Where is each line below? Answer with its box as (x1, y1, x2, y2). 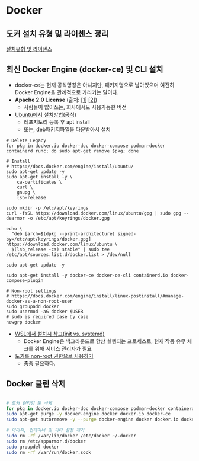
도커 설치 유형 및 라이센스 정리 (6, 28, 109, 39)
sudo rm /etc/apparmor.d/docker (6, 438, 86, 444)
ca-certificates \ (17, 179, 62, 185)
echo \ (6, 226, 23, 232)
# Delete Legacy (6, 137, 46, 143)
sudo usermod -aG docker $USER (6, 309, 84, 315)
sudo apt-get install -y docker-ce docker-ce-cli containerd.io (6, 272, 168, 278)
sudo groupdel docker (6, 444, 60, 450)
